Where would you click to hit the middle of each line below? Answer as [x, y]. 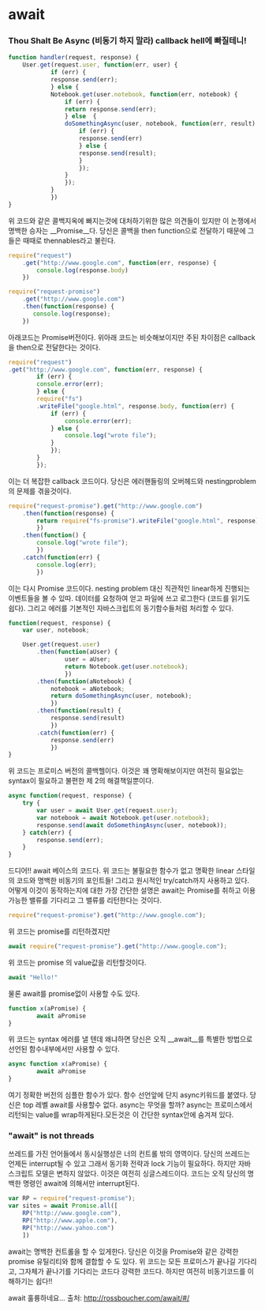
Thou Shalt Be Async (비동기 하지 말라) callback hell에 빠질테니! [127, 41]
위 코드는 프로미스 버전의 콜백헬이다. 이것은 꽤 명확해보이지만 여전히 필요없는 [126, 771]
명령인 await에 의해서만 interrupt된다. [81, 1184]
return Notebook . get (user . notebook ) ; [127, 666]
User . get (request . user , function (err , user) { [100, 65]
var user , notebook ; [56, 630]
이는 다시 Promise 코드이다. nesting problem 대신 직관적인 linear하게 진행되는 [129, 588]
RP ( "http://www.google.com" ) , [72, 1214]
